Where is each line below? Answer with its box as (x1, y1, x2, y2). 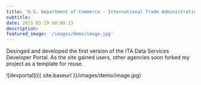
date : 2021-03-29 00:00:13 (6, 20, 74, 26)
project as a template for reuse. (6, 60, 84, 68)
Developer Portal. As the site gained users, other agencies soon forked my (6, 54, 190, 61)
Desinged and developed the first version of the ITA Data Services (6, 47, 169, 54)
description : (6, 25, 39, 32)
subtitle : (6, 14, 31, 20)
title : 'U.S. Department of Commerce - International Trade (6, 8, 160, 15)
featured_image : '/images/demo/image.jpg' (6, 31, 114, 37)
